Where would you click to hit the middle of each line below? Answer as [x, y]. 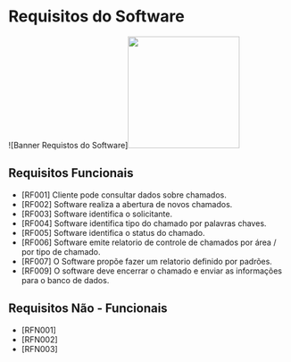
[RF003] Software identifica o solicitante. [97, 214]
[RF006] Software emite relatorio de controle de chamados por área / [149, 242]
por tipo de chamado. [61, 251]
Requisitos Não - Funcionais [88, 309]
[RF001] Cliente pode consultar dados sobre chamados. [124, 195]
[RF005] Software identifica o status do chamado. [113, 232]
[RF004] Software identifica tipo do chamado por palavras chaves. [144, 223]
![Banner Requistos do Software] [68, 145]
